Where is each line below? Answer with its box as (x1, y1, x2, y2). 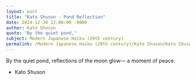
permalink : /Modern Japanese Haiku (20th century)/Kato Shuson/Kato (6, 41, 176, 47)
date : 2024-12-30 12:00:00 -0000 (6, 19, 87, 25)
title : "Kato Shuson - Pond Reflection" (6, 14, 106, 20)
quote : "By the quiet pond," (6, 30, 77, 36)
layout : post (6, 8, 38, 15)
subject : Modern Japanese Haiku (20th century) (6, 36, 124, 41)
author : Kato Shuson (6, 25, 57, 31)
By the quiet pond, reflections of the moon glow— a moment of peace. (6, 57, 176, 64)
